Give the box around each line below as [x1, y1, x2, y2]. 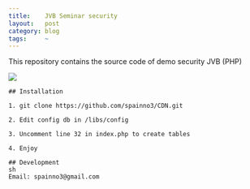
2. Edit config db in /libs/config [8, 116, 129, 124]
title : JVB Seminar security [8, 11, 118, 20]
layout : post [8, 19, 60, 28]
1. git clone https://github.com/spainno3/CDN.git [8, 102, 183, 110]
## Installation [8, 88, 63, 96]
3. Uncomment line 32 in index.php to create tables [8, 131, 191, 139]
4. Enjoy [8, 144, 38, 152]
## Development [8, 159, 60, 167]
